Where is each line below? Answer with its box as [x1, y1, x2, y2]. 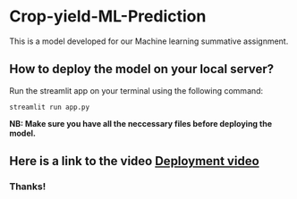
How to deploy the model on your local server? [9, 62, 275, 77]
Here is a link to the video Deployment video [9, 153, 259, 169]
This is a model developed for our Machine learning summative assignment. [9, 36, 289, 46]
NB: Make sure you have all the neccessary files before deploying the [9, 118, 273, 129]
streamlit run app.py [9, 103, 90, 112]
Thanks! [9, 180, 47, 193]
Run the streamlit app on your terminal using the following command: [9, 85, 264, 95]
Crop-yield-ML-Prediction [9, 6, 207, 27]
